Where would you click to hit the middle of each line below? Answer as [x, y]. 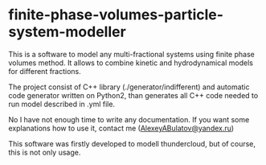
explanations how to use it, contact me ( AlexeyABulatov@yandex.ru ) [121, 128]
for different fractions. [45, 71]
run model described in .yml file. [61, 104]
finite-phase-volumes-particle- [116, 15]
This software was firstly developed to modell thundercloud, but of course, [132, 143]
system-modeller [67, 32]
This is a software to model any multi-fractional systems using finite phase [131, 54]
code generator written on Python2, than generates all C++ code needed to [133, 95]
